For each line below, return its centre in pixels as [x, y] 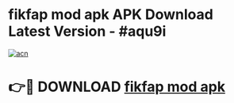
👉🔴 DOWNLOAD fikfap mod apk [117, 87]
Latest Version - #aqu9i [87, 31]
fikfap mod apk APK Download [111, 15]
